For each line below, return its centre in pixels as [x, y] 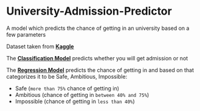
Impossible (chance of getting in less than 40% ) [75, 101]
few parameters [26, 34]
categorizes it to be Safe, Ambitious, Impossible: [67, 76]
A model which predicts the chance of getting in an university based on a [98, 28]
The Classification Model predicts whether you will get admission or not [97, 58]
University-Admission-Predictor [89, 11]
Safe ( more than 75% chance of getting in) [67, 88]
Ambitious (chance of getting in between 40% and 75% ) [82, 95]
